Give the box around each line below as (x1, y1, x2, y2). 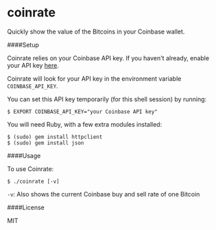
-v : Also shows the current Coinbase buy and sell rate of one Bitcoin (7, 190, 200, 198)
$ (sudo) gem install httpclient (7, 133, 103, 140)
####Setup (7, 40, 40, 49)
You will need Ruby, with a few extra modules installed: (7, 120, 163, 128)
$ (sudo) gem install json (7, 139, 84, 146)
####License (7, 203, 45, 212)
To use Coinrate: (7, 164, 54, 172)
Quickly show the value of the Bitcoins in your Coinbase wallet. (7, 27, 185, 36)
